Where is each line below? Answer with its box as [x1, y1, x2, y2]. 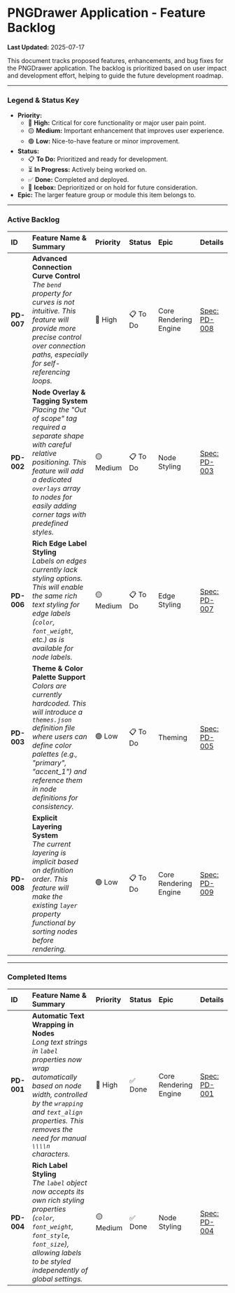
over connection [31, 341, 86, 350]
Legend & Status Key [7, 95, 80, 105]
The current [31, 839, 71, 849]
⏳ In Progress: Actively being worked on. [27, 166, 147, 174]
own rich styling [31, 1195, 85, 1205]
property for [31, 288, 72, 298]
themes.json [31, 715, 72, 724]
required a [31, 422, 66, 431]
